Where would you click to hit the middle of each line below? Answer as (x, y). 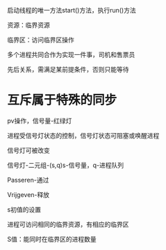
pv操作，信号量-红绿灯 (40, 120)
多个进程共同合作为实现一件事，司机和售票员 (71, 55)
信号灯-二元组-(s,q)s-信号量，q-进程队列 (65, 165)
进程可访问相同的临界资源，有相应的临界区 (68, 224)
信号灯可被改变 (28, 150)
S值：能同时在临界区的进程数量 (52, 239)
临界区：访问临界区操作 (41, 40)
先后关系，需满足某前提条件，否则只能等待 (68, 69)
